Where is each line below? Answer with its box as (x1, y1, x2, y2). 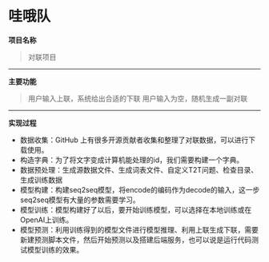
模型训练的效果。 (26, 244, 84, 254)
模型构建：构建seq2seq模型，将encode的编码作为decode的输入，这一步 (19, 185, 260, 194)
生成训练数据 (19, 175, 62, 185)
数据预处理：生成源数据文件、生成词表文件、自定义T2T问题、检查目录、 (19, 165, 259, 174)
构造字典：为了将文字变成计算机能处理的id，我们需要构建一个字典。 (19, 155, 244, 165)
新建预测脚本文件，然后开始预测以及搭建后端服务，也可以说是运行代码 (19, 235, 252, 244)
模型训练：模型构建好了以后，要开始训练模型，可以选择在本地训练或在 (19, 204, 252, 214)
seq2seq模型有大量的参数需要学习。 (19, 195, 140, 204)
